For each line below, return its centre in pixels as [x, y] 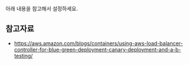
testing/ [23, 56]
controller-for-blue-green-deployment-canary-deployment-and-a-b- [97, 49]
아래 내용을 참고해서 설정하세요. [42, 8]
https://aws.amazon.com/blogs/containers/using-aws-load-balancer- [98, 43]
